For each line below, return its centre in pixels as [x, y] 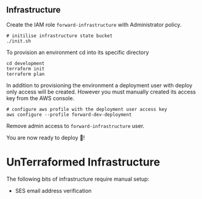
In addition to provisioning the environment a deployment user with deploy [99, 85]
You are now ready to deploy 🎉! [46, 137]
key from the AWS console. [40, 98]
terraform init [26, 69]
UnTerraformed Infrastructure [83, 162]
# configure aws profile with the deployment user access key [87, 109]
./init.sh [19, 41]
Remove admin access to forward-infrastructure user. [75, 126]
